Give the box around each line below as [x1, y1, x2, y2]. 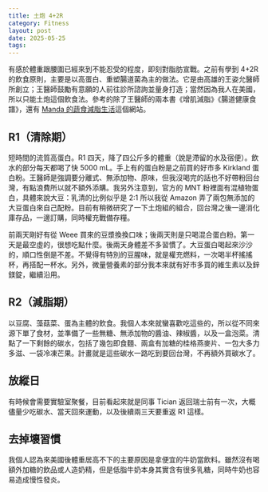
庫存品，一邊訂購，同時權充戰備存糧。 [8, 213, 134, 222]
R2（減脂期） [8, 295, 75, 309]
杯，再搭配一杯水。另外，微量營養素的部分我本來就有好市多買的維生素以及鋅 [8, 259, 260, 269]
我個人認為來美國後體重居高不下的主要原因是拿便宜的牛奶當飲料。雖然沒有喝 [8, 455, 260, 465]
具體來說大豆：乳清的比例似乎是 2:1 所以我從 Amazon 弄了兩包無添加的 [22, 193, 255, 202]
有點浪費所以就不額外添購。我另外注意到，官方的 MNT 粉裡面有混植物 [22, 182, 253, 192]
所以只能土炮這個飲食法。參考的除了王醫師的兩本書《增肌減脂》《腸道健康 [8, 94, 250, 104]
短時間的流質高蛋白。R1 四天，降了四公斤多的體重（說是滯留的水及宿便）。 [8, 153, 252, 162]
